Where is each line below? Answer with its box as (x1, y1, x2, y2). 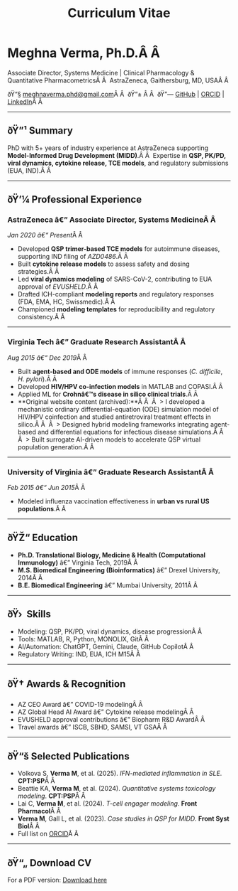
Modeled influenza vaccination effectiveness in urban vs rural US (17, 497, 210, 506)
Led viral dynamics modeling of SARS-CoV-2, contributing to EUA (17, 275, 212, 284)
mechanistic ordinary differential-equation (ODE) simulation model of (17, 405, 220, 413)
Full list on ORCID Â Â (17, 830, 79, 838)
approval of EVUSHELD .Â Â (17, 282, 98, 291)
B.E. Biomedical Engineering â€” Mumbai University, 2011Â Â (17, 581, 198, 589)
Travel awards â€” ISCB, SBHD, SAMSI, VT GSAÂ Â (17, 723, 168, 732)
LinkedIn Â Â (7, 97, 42, 106)
